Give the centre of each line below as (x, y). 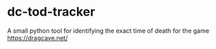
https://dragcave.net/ (37, 37)
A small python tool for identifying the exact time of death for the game (108, 31)
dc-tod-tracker (51, 12)
